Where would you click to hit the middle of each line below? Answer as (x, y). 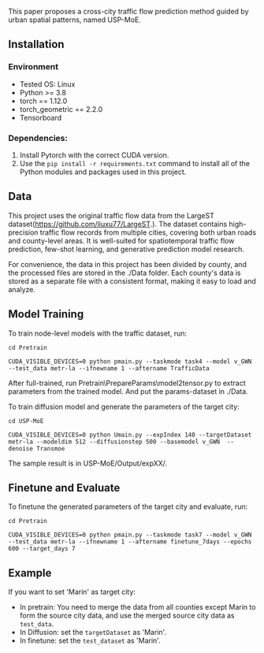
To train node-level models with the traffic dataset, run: (98, 333)
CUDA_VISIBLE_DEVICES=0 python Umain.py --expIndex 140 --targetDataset (130, 435)
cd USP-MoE (26, 421)
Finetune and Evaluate (64, 488)
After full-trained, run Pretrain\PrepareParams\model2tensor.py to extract (127, 383)
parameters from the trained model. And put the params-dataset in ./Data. (128, 391)
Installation (36, 45)
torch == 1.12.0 (43, 101)
